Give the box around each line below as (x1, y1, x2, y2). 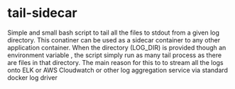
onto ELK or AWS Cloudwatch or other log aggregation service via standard (7, 66, 229, 74)
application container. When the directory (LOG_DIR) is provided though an (7, 43, 226, 52)
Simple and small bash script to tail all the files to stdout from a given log (7, 28, 220, 37)
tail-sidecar (7, 5, 77, 21)
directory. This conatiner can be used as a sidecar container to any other (7, 35, 221, 44)
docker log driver (7, 73, 58, 82)
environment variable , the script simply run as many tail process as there (7, 51, 222, 59)
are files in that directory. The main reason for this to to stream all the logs (7, 58, 224, 66)
